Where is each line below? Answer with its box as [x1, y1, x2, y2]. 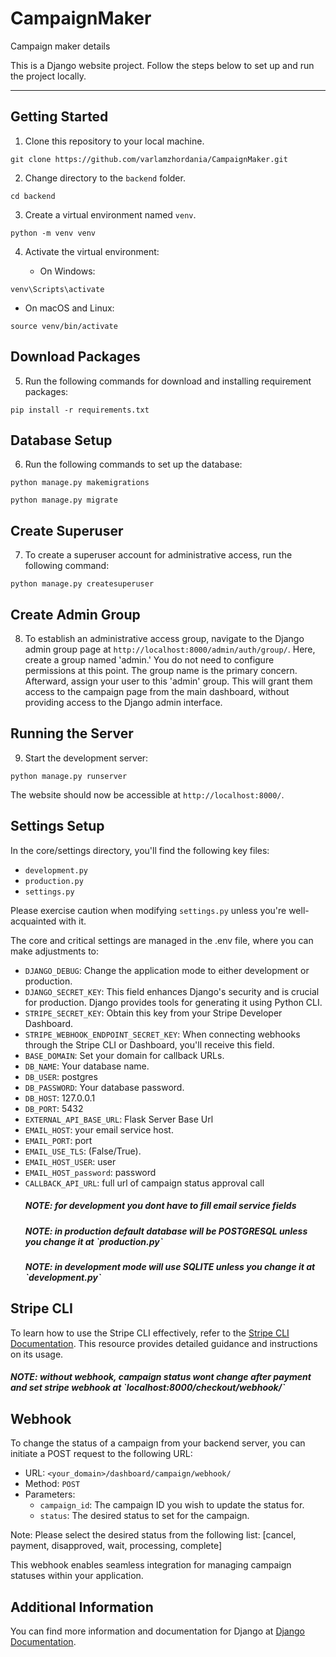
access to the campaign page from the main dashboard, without [24, 686, 290, 697]
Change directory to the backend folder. [24, 172, 186, 184]
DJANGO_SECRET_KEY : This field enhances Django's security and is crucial [24, 985, 320, 997]
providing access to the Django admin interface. [24, 697, 223, 708]
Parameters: [24, 1488, 76, 1501]
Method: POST [24, 1478, 81, 1490]
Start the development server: [24, 752, 149, 764]
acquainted [10, 915, 57, 927]
